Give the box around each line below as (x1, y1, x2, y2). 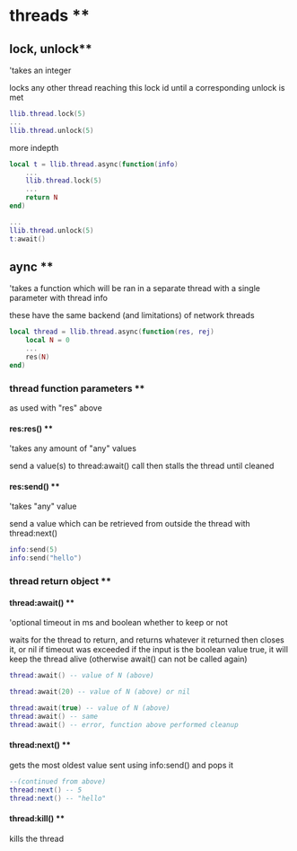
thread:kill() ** (9, 813, 66, 824)
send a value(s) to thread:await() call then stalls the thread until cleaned (9, 460, 275, 472)
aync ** (9, 259, 54, 274)
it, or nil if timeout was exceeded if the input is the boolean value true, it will (9, 644, 289, 655)
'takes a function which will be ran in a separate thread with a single (9, 283, 260, 294)
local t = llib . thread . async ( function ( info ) (9, 159, 179, 169)
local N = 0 (25, 336, 70, 345)
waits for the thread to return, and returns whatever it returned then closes (9, 634, 284, 645)
